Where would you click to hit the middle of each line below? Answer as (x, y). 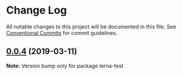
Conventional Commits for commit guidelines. (62, 32)
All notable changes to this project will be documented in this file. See (91, 27)
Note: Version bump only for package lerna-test (65, 66)
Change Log (36, 10)
